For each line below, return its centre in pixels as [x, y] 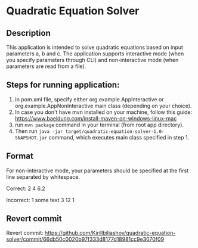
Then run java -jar [39, 131]
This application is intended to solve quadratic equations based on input [95, 47]
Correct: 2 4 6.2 [26, 188]
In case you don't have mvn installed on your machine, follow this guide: [103, 112]
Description [28, 33]
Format [20, 156]
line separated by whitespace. [43, 176]
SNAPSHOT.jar [31, 138]
